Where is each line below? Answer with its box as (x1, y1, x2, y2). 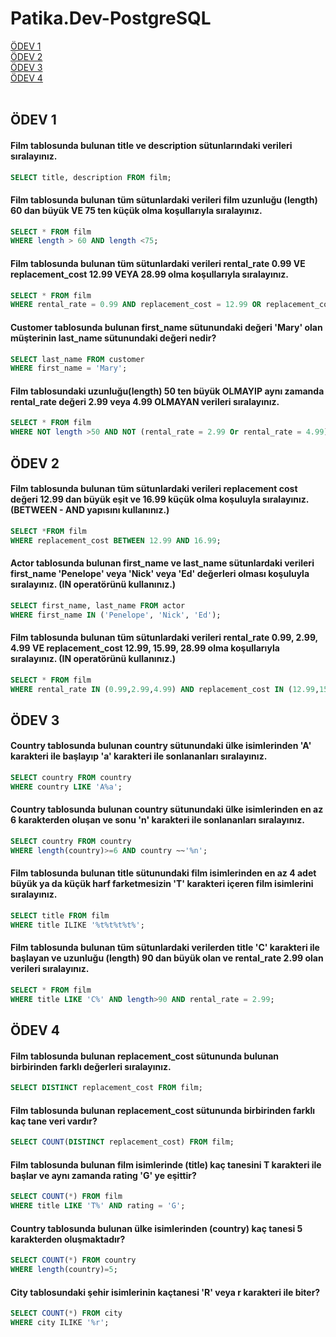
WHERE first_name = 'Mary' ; (10, 363, 128, 374)
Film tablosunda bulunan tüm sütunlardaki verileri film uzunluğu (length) (10, 194, 318, 206)
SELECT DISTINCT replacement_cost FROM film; (10, 1083, 203, 1093)
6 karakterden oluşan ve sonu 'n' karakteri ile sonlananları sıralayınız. (10, 814, 305, 826)
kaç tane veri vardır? (10, 1115, 98, 1127)
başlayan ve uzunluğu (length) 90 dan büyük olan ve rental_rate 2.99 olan (10, 952, 324, 964)
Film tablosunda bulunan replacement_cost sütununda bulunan (10, 1050, 280, 1062)
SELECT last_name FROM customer (10, 354, 145, 364)
